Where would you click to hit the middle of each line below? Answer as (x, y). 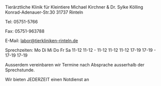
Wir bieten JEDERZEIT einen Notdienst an (47, 79)
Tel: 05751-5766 (22, 22)
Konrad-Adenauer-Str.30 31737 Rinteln (44, 12)
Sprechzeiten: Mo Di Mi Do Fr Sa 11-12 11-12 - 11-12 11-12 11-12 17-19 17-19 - (80, 50)
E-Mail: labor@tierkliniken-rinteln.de (42, 41)
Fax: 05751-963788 (25, 31)
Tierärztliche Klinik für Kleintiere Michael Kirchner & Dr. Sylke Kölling (74, 7)
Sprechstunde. (20, 70)
